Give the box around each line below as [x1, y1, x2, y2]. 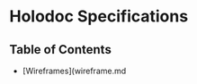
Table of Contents [9, 42, 112, 57]
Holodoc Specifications [9, 6, 189, 27]
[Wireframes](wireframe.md [22, 65, 127, 76]
